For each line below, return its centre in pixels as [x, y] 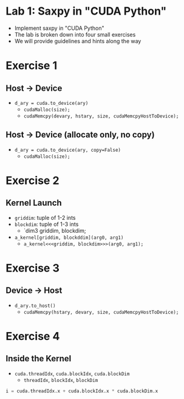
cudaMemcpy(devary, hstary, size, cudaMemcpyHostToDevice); [101, 116]
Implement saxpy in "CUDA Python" [59, 28]
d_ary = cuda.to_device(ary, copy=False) [67, 150]
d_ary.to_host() [35, 306]
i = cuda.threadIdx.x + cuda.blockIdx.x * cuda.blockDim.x [82, 391]
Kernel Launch [34, 203]
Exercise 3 [33, 268]
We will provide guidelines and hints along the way [78, 41]
